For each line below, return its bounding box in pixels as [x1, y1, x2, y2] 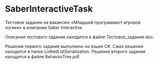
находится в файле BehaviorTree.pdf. [5, 53, 81, 59]
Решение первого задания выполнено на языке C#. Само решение [5, 43, 144, 49]
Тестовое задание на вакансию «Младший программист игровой [5, 19, 141, 25]
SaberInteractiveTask [5, 3, 93, 15]
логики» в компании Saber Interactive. [5, 24, 84, 30]
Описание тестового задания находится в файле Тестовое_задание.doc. [5, 34, 155, 40]
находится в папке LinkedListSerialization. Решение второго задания [5, 48, 146, 54]
